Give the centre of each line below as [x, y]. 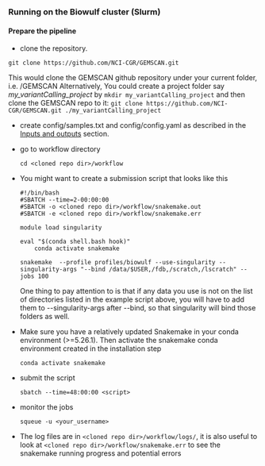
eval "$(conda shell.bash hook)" [75, 242]
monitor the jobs [46, 407]
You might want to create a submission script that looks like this [124, 179]
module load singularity [61, 228]
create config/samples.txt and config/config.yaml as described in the [133, 125]
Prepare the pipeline [42, 31]
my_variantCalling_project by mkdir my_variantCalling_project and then [127, 94]
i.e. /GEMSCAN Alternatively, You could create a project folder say [116, 87]
